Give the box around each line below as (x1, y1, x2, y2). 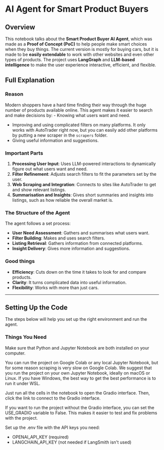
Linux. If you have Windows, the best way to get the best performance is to (5, 375, 156, 381)
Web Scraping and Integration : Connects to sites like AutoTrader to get (12, 181, 156, 187)
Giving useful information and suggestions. (12, 137, 99, 143)
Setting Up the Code (5, 303, 68, 311)
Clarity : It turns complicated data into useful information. (12, 279, 127, 285)
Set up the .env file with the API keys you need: (5, 425, 100, 430)
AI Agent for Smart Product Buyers (5, 3, 149, 15)
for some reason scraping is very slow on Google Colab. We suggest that (5, 365, 152, 371)
